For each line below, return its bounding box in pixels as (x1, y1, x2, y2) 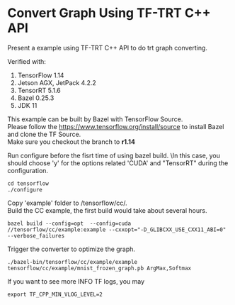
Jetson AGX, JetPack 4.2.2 (17, 78, 97, 87)
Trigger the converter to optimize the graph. (7, 245, 136, 253)
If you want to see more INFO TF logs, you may (7, 277, 145, 285)
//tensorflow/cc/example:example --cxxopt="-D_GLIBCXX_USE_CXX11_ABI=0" (7, 226, 227, 233)
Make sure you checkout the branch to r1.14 (7, 137, 136, 146)
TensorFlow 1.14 (17, 71, 64, 79)
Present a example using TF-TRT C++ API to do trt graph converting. (7, 43, 207, 52)
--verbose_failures (7, 232, 65, 239)
